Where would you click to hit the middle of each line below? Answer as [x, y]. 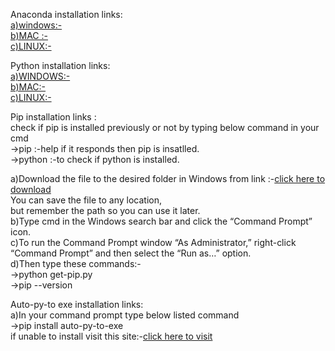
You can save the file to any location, [86, 200]
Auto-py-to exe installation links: [77, 304]
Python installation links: [60, 65]
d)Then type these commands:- [76, 263]
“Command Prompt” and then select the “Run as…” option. [131, 253]
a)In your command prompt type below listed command [125, 315]
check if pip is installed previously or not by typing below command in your [165, 127]
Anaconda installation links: [66, 14]
